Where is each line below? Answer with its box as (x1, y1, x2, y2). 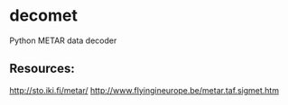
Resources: (9, 61, 75, 76)
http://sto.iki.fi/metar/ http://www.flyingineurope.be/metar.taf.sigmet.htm (9, 84, 280, 95)
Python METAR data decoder (9, 35, 117, 46)
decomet (9, 5, 79, 26)
